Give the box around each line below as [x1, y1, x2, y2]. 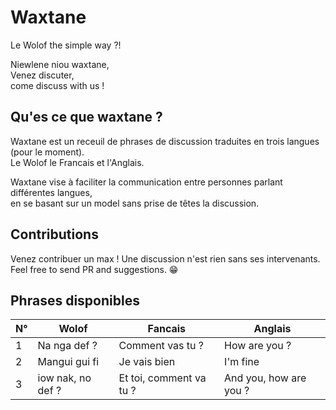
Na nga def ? [37, 339, 98, 353]
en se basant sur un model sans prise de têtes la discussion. [10, 197, 260, 209]
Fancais [147, 322, 187, 336]
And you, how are [224, 371, 307, 385]
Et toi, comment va [118, 371, 207, 385]
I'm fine [224, 355, 260, 369]
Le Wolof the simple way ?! [10, 39, 122, 51]
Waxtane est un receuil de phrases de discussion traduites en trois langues [10, 135, 320, 147]
